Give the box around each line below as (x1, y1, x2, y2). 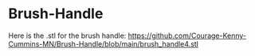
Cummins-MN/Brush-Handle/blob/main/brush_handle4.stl (8, 39, 199, 48)
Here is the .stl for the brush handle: (8, 31, 127, 40)
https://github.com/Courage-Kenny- (127, 31, 247, 40)
